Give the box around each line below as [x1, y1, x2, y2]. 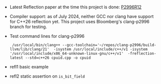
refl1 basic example [9, 64, 49, 69]
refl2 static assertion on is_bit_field [9, 73, 85, 79]
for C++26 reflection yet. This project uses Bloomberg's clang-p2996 [9, 19, 150, 24]
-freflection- [127, 51, 157, 56]
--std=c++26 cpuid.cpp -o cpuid [25, 55, 91, 60]
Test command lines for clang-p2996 [9, 34, 84, 39]
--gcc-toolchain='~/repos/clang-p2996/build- [62, 43, 157, 48]
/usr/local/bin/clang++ [12, 43, 60, 48]
